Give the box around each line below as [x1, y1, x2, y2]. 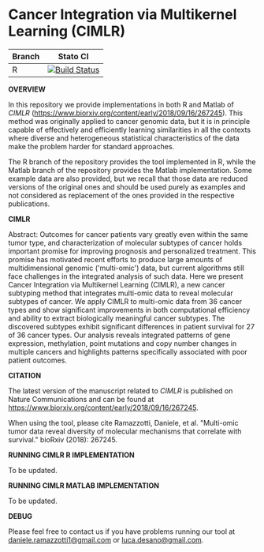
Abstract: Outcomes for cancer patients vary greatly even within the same [8, 229, 248, 238]
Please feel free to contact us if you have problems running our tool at [8, 527, 236, 536]
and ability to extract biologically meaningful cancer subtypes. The [8, 314, 225, 323]
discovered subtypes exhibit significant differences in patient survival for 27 [8, 321, 255, 331]
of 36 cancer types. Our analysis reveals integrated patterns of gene [8, 330, 231, 340]
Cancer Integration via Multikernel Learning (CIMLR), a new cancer [8, 280, 225, 289]
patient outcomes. [8, 355, 67, 365]
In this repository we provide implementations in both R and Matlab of [8, 100, 234, 109]
